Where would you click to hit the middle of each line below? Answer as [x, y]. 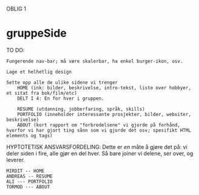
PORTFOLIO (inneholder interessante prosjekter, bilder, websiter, [104, 114]
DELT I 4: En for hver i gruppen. [61, 98]
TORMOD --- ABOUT [28, 187]
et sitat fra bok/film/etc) [42, 93]
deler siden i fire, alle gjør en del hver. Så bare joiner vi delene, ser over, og [100, 153]
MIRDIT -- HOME [25, 171]
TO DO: [16, 50]
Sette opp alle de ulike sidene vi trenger [62, 82]
